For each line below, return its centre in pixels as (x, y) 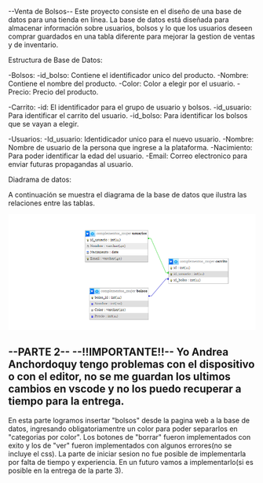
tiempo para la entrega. (66, 402)
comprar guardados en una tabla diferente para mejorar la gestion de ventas (131, 36)
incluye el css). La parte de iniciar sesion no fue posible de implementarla (127, 454)
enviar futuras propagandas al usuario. (71, 164)
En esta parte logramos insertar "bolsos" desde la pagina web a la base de (129, 420)
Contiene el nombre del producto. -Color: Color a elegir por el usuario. (122, 83)
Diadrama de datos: (40, 179)
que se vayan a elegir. (44, 124)
